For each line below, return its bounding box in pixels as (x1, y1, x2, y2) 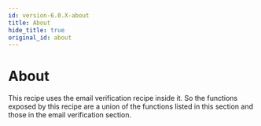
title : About (8, 19, 51, 27)
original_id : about (8, 33, 72, 42)
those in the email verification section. (8, 110, 132, 120)
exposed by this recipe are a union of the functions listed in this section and (8, 102, 254, 111)
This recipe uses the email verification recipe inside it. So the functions (8, 94, 238, 103)
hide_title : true (8, 26, 65, 34)
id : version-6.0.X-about (8, 11, 90, 20)
